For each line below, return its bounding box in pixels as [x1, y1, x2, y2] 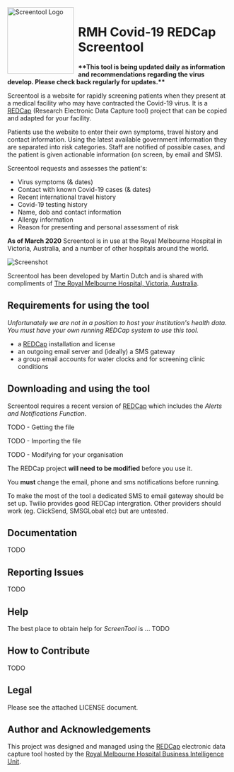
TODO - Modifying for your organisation [7, 450, 124, 459]
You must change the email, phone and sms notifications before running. [7, 477, 221, 486]
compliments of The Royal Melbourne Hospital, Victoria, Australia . [7, 279, 199, 288]
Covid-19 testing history [17, 200, 88, 208]
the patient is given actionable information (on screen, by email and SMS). [7, 150, 223, 159]
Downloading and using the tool [7, 382, 151, 395]
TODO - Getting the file [7, 423, 75, 431]
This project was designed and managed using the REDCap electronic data [7, 742, 226, 751]
